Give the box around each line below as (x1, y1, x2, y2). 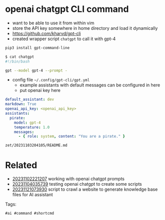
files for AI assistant (12, 192, 53, 198)
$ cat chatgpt (5, 54, 35, 59)
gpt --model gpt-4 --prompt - (5, 68, 68, 73)
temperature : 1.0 (14, 125, 50, 130)
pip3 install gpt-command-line (5, 45, 70, 50)
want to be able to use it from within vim (12, 20, 95, 26)
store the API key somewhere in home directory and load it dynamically (12, 25, 158, 31)
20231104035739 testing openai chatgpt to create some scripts (12, 181, 142, 187)
